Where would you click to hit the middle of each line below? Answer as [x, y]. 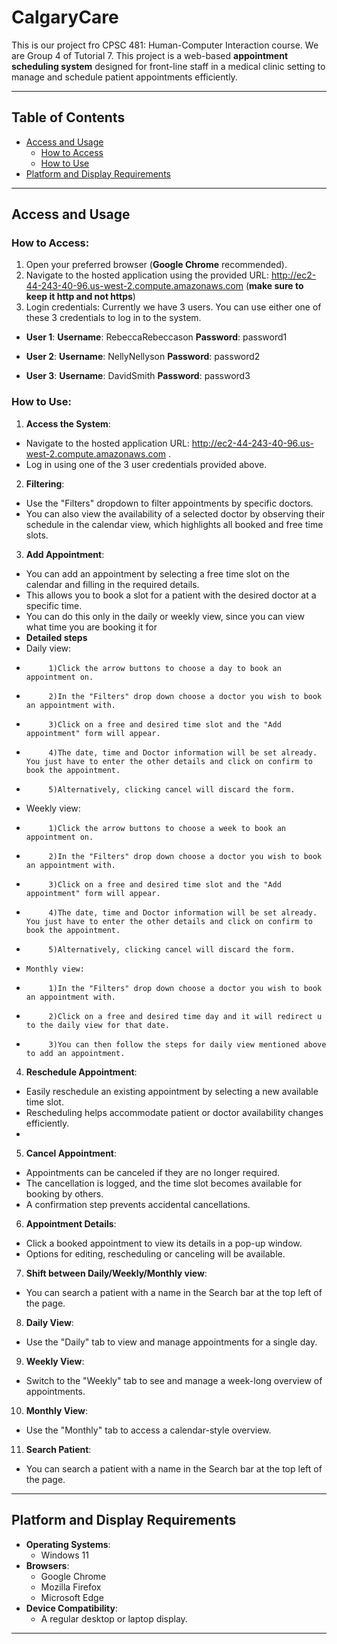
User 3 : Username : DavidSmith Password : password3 [138, 376]
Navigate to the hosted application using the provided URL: [147, 275]
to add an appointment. [75, 1053]
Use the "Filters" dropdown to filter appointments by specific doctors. [169, 503]
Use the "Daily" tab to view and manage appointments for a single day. [171, 1342]
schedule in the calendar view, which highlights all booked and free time [174, 524]
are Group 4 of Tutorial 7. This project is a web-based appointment [150, 55]
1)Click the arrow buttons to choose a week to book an [167, 828]
